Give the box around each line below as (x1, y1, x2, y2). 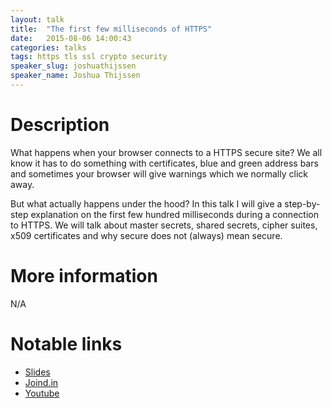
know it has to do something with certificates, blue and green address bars (10, 157, 319, 169)
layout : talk (10, 14, 65, 25)
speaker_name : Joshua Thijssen (10, 71, 141, 81)
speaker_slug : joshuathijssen (10, 61, 137, 71)
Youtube (24, 387, 60, 399)
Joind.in (24, 376, 59, 388)
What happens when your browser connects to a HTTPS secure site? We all (10, 146, 323, 158)
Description (10, 114, 110, 136)
